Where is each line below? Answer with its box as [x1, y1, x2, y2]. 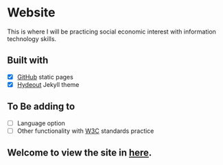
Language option [16, 118, 65, 127]
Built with [7, 55, 49, 66]
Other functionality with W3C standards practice [16, 127, 154, 135]
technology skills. [7, 34, 57, 42]
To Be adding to [7, 101, 75, 112]
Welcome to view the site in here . [7, 147, 152, 159]
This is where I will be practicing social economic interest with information [7, 27, 216, 36]
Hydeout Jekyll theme [16, 80, 80, 88]
